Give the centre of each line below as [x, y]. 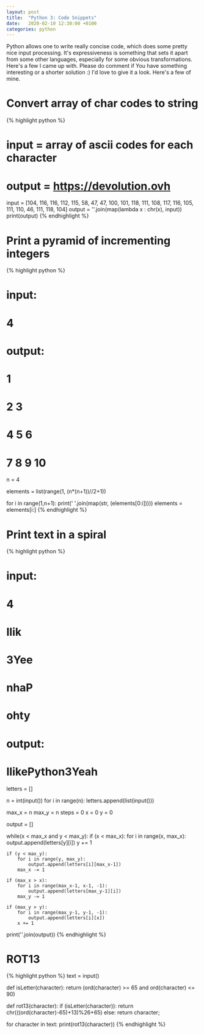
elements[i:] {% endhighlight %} [47, 510]
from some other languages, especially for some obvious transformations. [99, 59]
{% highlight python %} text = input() [53, 976]
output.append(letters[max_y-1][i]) [75, 891]
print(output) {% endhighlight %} [48, 216]
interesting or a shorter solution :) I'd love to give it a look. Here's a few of [99, 72]
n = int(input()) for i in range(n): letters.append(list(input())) [80, 800]
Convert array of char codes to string [102, 104]
